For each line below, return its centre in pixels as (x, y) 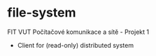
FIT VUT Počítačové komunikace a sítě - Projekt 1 (78, 32)
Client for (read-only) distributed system (76, 45)
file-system (42, 13)
